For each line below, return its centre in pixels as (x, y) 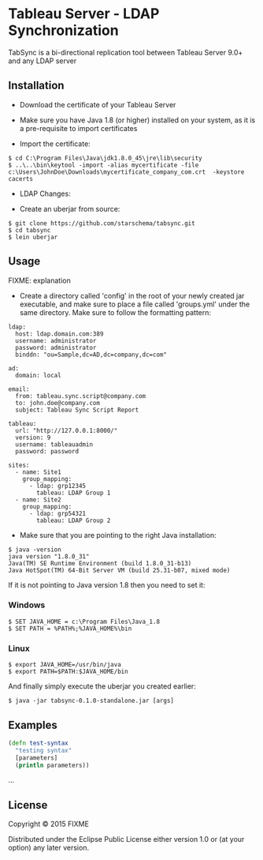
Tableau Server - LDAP (84, 14)
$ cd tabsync (30, 230)
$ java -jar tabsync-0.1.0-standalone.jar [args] (91, 701)
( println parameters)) (52, 765)
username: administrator (56, 340)
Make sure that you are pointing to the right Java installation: (118, 535)
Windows (27, 605)
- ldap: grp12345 (57, 486)
